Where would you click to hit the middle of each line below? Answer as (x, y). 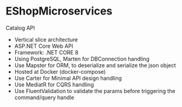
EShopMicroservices (59, 11)
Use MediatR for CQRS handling (54, 84)
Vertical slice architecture (46, 39)
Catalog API (20, 28)
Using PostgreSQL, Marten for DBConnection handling (82, 59)
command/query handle (44, 97)
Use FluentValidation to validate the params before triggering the (95, 91)
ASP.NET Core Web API (44, 46)
